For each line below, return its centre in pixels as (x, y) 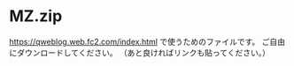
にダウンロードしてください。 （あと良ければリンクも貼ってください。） (139, 52)
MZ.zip (36, 16)
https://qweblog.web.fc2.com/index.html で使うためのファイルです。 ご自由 (147, 41)
